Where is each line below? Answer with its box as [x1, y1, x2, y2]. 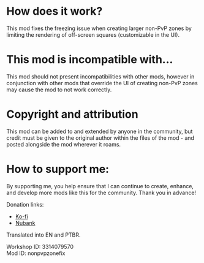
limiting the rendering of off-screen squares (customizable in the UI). [6, 31, 179, 38]
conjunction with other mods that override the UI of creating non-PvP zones [6, 79, 198, 86]
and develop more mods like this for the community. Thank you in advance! [6, 189, 197, 196]
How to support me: [6, 162, 109, 176]
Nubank [15, 219, 36, 226]
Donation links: [6, 200, 44, 208]
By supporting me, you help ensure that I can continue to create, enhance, [6, 182, 194, 189]
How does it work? [6, 4, 103, 18]
